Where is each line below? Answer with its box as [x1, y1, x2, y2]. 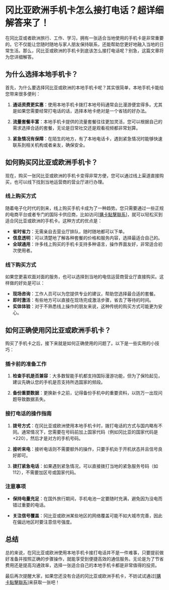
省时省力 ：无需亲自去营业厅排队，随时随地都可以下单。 [12, 228, 127, 234]
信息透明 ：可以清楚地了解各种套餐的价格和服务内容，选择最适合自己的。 [12, 234, 162, 240]
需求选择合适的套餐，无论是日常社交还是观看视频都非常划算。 [12, 125, 141, 131]
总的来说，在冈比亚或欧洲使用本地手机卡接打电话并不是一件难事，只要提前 [5, 549, 159, 556]
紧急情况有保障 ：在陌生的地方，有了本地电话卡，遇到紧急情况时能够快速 [12, 135, 162, 141]
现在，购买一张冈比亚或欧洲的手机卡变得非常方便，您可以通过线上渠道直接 [5, 172, 159, 178]
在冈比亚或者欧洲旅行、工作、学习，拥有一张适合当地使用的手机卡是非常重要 [5, 35, 164, 41]
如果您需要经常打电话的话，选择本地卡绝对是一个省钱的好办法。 [17, 108, 149, 114]
